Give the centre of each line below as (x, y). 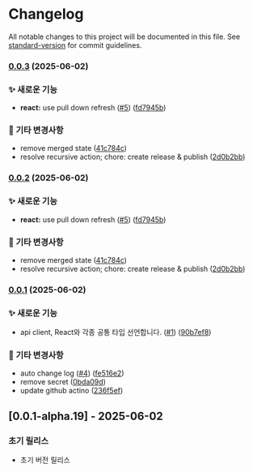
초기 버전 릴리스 (45, 460)
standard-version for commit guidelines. (75, 45)
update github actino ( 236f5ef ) (72, 391)
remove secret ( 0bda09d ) (63, 382)
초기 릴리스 (29, 440)
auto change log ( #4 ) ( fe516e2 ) (72, 373)
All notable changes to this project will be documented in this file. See (124, 36)
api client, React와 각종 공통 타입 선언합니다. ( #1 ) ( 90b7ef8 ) (116, 333)
